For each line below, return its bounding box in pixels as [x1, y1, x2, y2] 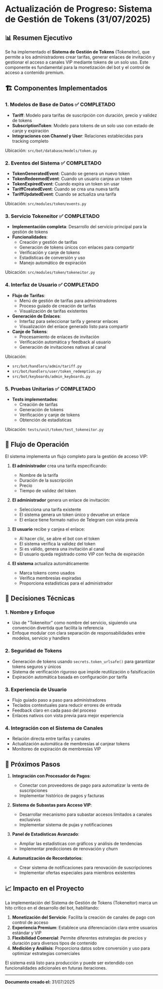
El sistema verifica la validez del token [19, 540, 96, 547]
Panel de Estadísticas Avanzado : [12, 831, 80, 837]
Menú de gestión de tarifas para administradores [19, 298, 117, 303]
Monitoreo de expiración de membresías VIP [12, 746, 101, 752]
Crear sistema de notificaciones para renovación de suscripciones [19, 865, 152, 871]
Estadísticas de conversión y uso [19, 255, 85, 261]
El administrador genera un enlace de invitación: [12, 497, 110, 503]
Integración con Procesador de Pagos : [12, 773, 91, 779]
